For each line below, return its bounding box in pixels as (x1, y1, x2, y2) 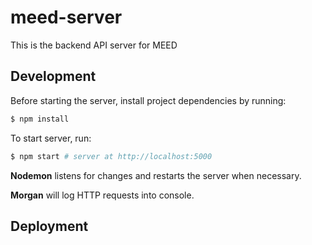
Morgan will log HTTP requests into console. (10, 189, 195, 201)
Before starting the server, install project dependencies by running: (10, 94, 287, 106)
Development (10, 68, 97, 85)
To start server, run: (10, 132, 92, 144)
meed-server (10, 6, 123, 29)
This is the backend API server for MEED (10, 39, 178, 51)
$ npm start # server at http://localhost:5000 (10, 151, 213, 161)
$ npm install (10, 114, 70, 124)
